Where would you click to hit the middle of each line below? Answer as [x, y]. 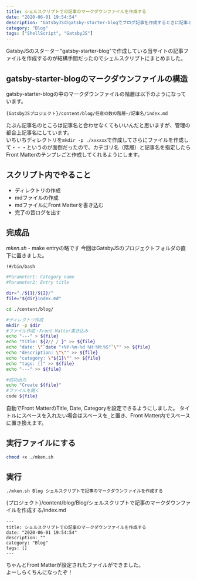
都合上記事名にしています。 [39, 132]
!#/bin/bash [21, 266]
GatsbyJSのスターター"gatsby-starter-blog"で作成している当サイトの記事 [95, 51]
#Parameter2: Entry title [38, 283]
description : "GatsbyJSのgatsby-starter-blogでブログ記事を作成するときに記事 [97, 22]
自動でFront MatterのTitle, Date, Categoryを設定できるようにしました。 [92, 408]
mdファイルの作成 [36, 197]
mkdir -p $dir [23, 325]
